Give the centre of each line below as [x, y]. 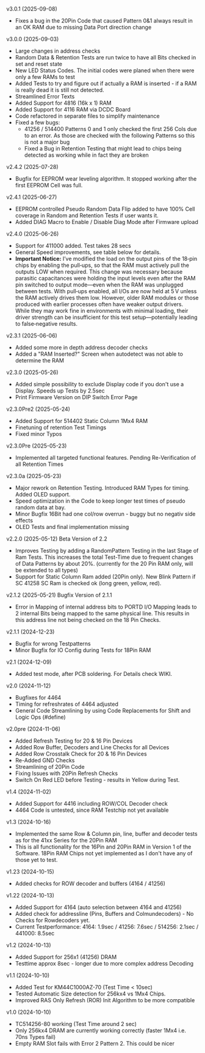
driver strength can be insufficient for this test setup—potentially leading [106, 317]
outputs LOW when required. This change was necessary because [99, 272]
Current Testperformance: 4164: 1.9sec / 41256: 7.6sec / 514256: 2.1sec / [107, 927]
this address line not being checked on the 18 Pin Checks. [88, 620]
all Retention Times [39, 464]
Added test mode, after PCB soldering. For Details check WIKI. [94, 674]
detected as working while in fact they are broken [87, 155]
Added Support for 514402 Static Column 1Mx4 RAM [81, 421]
